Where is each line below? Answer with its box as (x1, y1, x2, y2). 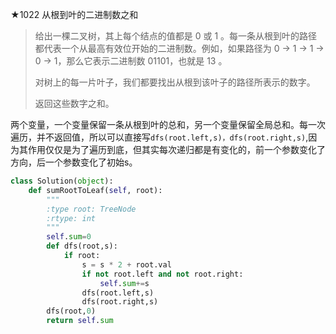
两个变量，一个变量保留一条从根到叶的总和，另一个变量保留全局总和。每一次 (10, 119, 326, 130)
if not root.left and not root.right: (81, 269, 244, 279)
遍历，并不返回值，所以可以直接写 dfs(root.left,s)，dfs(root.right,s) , (10, 131, 309, 143)
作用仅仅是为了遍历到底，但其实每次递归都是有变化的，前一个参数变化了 (27, 144, 326, 155)
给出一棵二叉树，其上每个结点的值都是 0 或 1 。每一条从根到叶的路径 (34, 30, 318, 42)
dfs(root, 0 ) (46, 306, 97, 317)
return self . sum (46, 316, 114, 326)
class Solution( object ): (10, 176, 114, 186)
